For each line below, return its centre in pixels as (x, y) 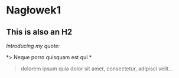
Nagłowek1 (34, 10)
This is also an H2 (39, 32)
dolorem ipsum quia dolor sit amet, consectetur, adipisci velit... (97, 69)
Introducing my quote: (33, 46)
